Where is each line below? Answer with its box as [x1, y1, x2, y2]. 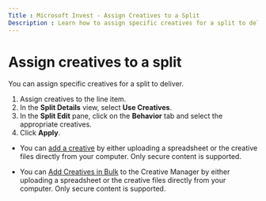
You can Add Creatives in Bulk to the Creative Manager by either [19, 167, 230, 176]
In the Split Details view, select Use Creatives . [19, 103, 173, 112]
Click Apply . [19, 128, 61, 138]
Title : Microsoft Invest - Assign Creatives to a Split [8, 11, 200, 20]
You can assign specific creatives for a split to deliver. [8, 79, 184, 89]
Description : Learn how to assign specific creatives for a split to [8, 19, 246, 27]
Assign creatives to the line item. [19, 94, 127, 104]
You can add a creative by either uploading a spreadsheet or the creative [19, 143, 258, 153]
